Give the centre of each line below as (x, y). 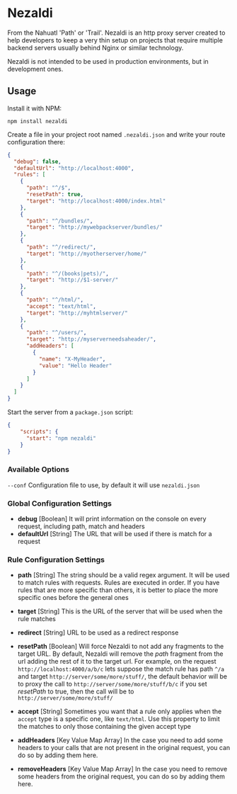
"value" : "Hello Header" (75, 365)
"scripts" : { (39, 431)
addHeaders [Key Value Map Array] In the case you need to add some (120, 740)
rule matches (37, 619)
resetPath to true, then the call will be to (76, 691)
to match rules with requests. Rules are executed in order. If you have (118, 583)
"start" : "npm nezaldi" (61, 438)
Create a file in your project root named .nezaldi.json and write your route (116, 134)
